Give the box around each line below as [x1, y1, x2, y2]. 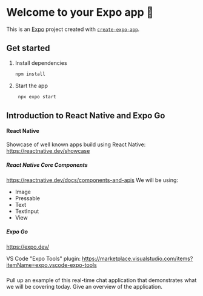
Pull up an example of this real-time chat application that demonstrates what [6, 277, 197, 284]
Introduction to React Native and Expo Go [6, 110, 165, 121]
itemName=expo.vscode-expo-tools [6, 261, 97, 269]
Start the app [15, 82, 48, 89]
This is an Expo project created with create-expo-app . [6, 25, 140, 33]
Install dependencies [15, 59, 68, 66]
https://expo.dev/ [6, 243, 50, 251]
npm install [15, 71, 45, 77]
